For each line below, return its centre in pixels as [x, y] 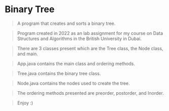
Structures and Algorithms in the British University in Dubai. [79, 39]
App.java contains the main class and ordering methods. [76, 63]
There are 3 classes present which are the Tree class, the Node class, [90, 48]
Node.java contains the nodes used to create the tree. [73, 83]
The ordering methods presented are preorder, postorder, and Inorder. [91, 93]
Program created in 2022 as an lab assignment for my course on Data [90, 33]
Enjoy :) [25, 103]
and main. [28, 54]
